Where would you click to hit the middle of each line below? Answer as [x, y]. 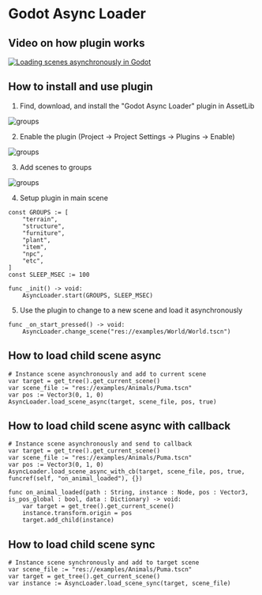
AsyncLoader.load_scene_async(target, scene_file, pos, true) [112, 402]
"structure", [44, 226]
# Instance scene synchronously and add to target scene [104, 563]
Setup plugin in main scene [64, 198]
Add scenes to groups [56, 167]
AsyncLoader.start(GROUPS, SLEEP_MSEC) [88, 295]
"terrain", [40, 219]
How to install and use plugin [81, 87]
